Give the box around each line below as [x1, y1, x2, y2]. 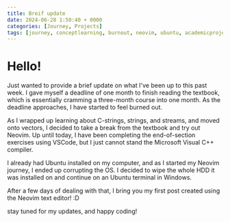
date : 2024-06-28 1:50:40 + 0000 [7, 16, 103, 23]
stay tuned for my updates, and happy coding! [7, 207, 138, 216]
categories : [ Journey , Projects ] [7, 23, 103, 29]
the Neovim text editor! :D [7, 194, 80, 202]
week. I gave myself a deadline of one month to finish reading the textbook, [7, 88, 220, 97]
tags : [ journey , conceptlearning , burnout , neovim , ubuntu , [7, 29, 183, 36]
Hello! [7, 59, 42, 74]
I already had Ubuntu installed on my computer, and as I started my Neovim [7, 159, 220, 167]
